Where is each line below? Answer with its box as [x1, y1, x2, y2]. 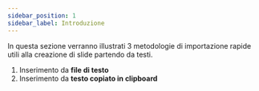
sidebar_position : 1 [7, 11, 77, 20]
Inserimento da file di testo [18, 65, 109, 74]
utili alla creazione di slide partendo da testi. [7, 49, 153, 59]
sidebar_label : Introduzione [7, 19, 105, 27]
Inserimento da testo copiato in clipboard [18, 73, 158, 83]
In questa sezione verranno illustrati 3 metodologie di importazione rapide [7, 41, 252, 50]
